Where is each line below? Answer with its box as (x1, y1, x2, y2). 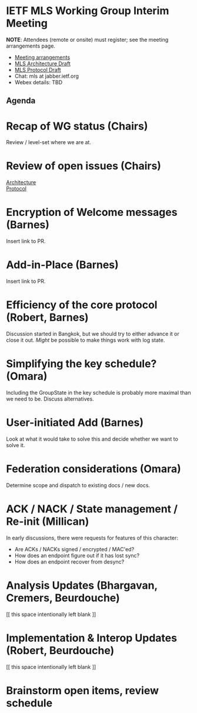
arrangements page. (6, 42, 56, 49)
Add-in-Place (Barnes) (6, 258, 119, 272)
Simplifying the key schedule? (6, 357, 157, 371)
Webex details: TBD (14, 78, 63, 86)
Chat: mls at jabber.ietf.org (14, 72, 79, 79)
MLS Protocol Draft (14, 66, 61, 73)
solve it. (6, 441, 25, 448)
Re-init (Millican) (6, 515, 89, 528)
